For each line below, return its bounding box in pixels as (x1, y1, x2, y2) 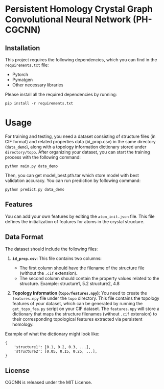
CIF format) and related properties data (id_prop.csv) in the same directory (5, 138, 156, 144)
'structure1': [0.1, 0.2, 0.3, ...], (14, 344, 91, 349)
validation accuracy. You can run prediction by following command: (5, 178, 141, 183)
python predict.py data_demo (5, 187, 65, 192)
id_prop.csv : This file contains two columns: (12, 255, 102, 261)
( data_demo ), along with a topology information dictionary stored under (5, 144, 147, 150)
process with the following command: (5, 154, 81, 160)
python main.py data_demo (5, 163, 58, 169)
